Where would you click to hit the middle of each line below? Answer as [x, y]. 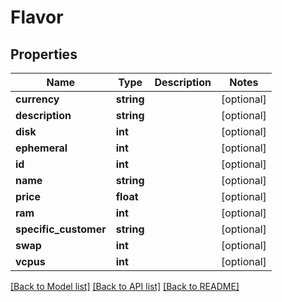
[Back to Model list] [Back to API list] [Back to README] [125, 286]
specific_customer [61, 229]
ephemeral [41, 148]
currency [37, 99]
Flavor [37, 17]
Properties [44, 54]
